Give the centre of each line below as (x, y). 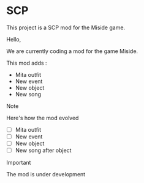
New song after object (43, 151)
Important (19, 163)
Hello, (14, 39)
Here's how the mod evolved (43, 118)
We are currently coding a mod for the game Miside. (72, 51)
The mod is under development (46, 174)
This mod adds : (27, 63)
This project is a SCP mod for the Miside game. (66, 27)
